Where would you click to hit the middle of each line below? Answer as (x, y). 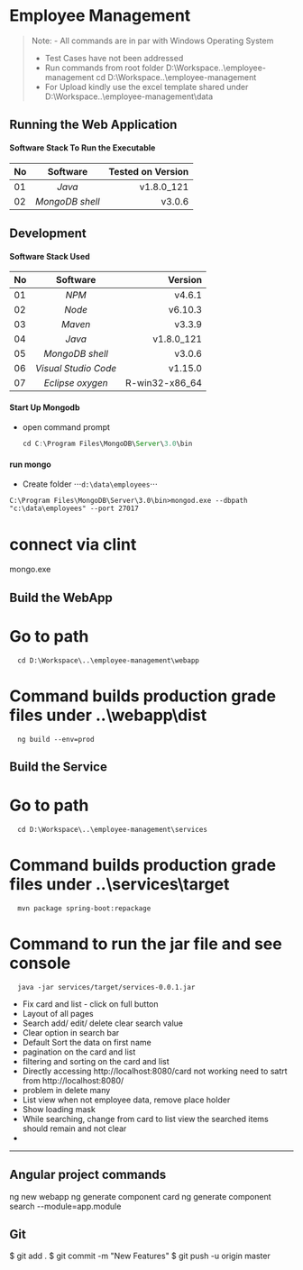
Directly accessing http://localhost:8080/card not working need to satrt (155, 1071)
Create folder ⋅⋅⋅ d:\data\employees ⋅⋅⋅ (90, 484)
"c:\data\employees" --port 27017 (74, 509)
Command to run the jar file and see (146, 944)
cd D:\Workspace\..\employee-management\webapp (109, 660)
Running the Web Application (93, 125)
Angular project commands (88, 1175)
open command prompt (66, 427)
